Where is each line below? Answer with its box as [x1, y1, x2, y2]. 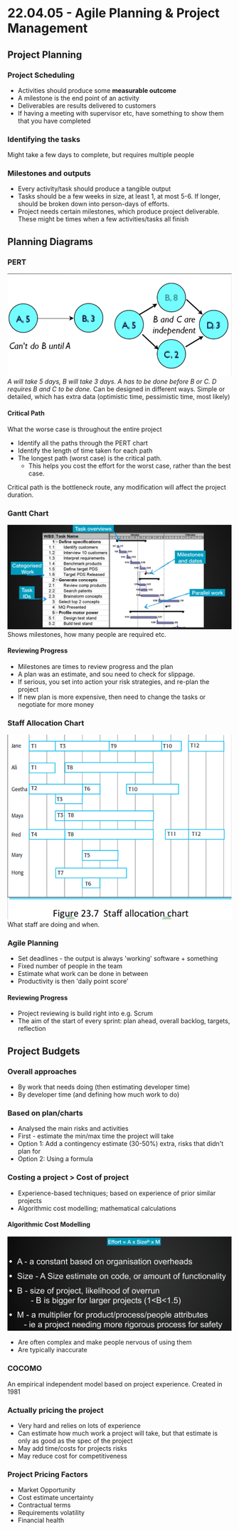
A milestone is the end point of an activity [17, 94, 140, 102]
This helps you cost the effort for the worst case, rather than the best [28, 461, 231, 470]
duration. [7, 490, 34, 499]
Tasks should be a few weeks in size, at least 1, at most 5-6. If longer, [17, 192, 221, 201]
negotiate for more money [17, 700, 95, 708]
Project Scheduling [7, 70, 75, 80]
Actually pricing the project [7, 1405, 105, 1415]
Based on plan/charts [7, 1108, 83, 1118]
